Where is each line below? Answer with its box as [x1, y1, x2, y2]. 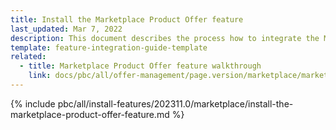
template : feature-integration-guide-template [10, 42, 208, 53]
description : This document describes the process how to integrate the [10, 33, 320, 43]
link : [28, 71, 52, 81]
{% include [10, 97, 56, 110]
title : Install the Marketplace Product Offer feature [10, 14, 244, 25]
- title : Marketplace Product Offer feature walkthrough [19, 61, 262, 71]
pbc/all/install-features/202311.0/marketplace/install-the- [57, 97, 294, 110]
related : [10, 52, 47, 62]
